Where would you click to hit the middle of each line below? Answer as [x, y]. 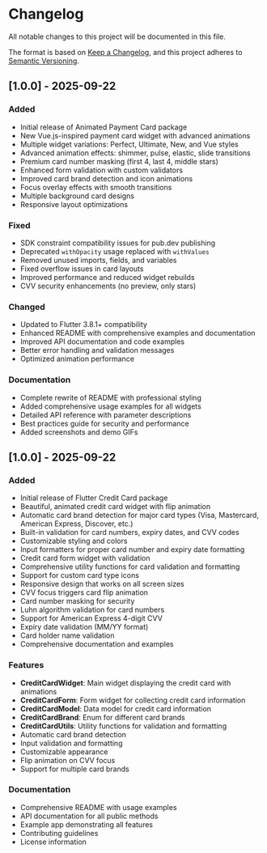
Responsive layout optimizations [74, 204]
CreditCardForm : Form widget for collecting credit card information [133, 700]
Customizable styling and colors [74, 541]
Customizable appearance [64, 751]
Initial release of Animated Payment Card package [104, 127]
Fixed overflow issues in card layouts [82, 269]
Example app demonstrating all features [87, 824]
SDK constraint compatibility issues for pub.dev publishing [118, 243]
